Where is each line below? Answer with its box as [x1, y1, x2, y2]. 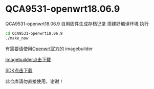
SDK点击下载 [5, 67, 33, 73]
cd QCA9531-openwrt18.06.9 [5, 31, 63, 36]
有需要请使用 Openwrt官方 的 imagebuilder [5, 46, 93, 52]
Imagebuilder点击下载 [5, 56, 51, 62]
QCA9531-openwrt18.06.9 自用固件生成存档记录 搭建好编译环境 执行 [5, 20, 149, 27]
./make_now [5, 35, 29, 41]
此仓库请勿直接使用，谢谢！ [5, 78, 64, 84]
